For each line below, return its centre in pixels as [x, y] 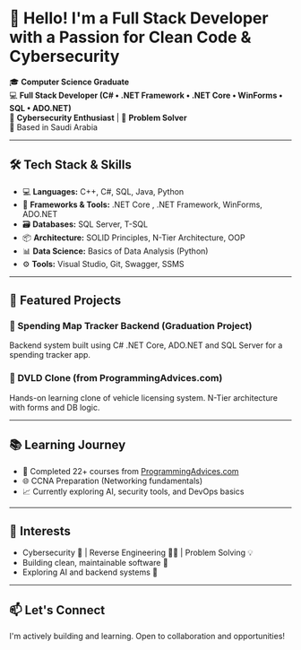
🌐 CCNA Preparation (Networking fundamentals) [112, 481]
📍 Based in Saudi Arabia [54, 127]
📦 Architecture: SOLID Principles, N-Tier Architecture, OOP [133, 238]
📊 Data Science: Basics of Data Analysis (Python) [115, 251]
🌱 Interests [40, 531]
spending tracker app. [50, 355]
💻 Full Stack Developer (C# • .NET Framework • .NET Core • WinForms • [146, 95]
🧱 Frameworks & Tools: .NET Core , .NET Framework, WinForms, [142, 204]
